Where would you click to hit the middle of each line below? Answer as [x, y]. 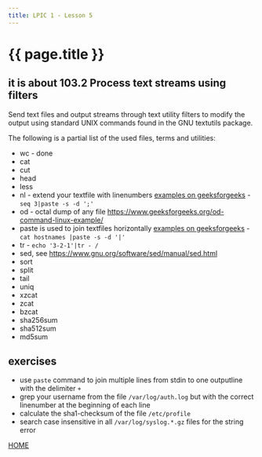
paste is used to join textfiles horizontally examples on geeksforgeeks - [135, 228]
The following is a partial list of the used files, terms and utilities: [112, 137]
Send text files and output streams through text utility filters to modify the [127, 114]
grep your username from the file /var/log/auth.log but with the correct [136, 397]
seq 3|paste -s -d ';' [56, 204]
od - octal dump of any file [62, 211]
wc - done [36, 153]
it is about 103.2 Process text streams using [117, 83]
